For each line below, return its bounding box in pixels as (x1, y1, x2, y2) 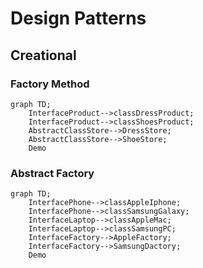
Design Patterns (10, 7, 147, 30)
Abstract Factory (10, 166, 95, 180)
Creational (10, 47, 77, 64)
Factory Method (10, 77, 90, 91)
